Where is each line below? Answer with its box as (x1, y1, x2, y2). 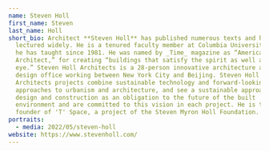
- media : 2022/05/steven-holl (15, 123, 116, 131)
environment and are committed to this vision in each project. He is (15, 101, 256, 109)
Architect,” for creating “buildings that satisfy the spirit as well (15, 57, 256, 65)
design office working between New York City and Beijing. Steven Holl (15, 71, 260, 79)
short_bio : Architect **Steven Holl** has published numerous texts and (8, 34, 256, 42)
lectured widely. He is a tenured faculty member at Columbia (15, 42, 227, 50)
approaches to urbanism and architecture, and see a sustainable (15, 85, 239, 94)
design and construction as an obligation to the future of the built (15, 93, 256, 101)
